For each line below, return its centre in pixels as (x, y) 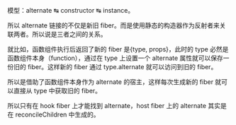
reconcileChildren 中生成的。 (58, 114)
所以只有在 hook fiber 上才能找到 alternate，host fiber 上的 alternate (107, 106)
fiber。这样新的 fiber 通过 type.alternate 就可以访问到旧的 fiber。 (122, 67)
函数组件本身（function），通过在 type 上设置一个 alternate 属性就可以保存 (115, 58)
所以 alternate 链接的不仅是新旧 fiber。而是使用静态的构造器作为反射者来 (113, 25)
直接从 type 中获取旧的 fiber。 (57, 91)
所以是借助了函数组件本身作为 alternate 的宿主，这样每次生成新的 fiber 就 (114, 82)
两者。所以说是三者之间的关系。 (60, 34)
